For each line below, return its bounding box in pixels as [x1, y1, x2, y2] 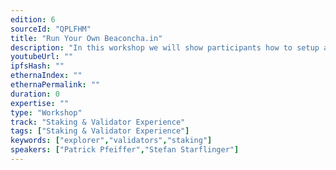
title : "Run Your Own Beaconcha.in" [10, 33, 163, 43]
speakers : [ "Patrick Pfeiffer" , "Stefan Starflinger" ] [10, 145, 240, 155]
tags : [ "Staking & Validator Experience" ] [10, 126, 190, 136]
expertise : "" [10, 98, 70, 108]
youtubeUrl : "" [10, 52, 74, 62]
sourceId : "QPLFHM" [10, 24, 92, 34]
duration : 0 [10, 89, 60, 99]
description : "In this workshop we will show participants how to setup [10, 42, 320, 53]
